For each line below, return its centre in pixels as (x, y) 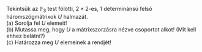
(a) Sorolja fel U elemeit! (37, 23)
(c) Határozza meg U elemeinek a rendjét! (59, 42)
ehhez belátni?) (26, 36)
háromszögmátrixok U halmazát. (47, 16)
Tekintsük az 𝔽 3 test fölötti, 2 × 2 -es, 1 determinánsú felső (79, 10)
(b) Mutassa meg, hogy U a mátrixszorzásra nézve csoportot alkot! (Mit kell (101, 29)
